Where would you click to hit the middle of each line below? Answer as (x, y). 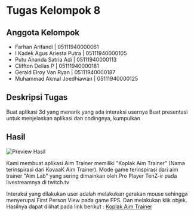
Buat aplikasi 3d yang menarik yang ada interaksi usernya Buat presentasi (97, 112)
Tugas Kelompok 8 (53, 10)
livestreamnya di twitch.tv (38, 182)
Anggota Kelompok (43, 33)
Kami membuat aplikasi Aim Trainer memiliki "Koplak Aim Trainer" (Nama (96, 163)
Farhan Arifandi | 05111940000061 (57, 47)
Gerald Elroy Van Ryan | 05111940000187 (65, 72)
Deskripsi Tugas (37, 97)
